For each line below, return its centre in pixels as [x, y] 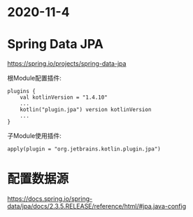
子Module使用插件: [34, 136]
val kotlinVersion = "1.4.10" [64, 98]
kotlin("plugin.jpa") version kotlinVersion [86, 110]
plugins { [22, 92]
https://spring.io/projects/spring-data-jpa [67, 64]
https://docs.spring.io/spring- [50, 199]
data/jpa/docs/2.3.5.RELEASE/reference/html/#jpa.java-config [97, 206]
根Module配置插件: [34, 78]
